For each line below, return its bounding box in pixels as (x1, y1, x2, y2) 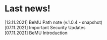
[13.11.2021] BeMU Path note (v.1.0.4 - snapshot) (4, 19, 103, 25)
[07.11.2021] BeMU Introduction (4, 30, 68, 36)
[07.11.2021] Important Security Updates (4, 24, 86, 30)
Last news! (4, 3, 51, 14)
